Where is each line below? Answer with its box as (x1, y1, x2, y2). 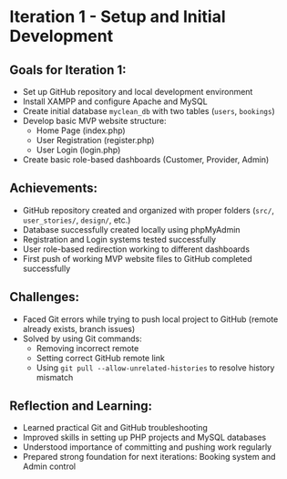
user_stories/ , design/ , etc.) (22, 214, 131, 225)
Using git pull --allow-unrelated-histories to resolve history (36, 362, 275, 373)
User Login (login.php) (36, 144, 121, 155)
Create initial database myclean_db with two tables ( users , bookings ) (22, 106, 275, 116)
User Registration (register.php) (36, 135, 155, 145)
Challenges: (9, 289, 80, 305)
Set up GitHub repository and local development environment (22, 87, 253, 97)
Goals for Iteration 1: (9, 62, 127, 78)
